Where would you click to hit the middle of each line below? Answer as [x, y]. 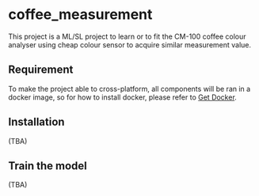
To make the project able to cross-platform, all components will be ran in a [129, 89]
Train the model [48, 166]
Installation [36, 122]
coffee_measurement [80, 15]
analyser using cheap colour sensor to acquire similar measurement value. [130, 44]
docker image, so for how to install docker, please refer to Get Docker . [123, 97]
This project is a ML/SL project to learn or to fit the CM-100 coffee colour [127, 36]
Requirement [41, 70]
